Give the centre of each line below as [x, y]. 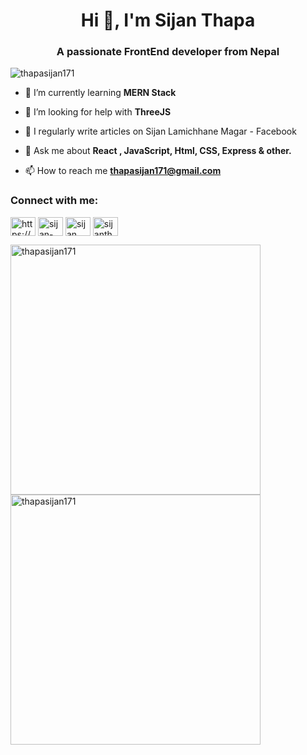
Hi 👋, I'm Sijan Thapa [168, 20]
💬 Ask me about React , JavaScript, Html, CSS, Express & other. [158, 151]
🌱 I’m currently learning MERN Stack [100, 93]
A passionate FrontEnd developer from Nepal [168, 52]
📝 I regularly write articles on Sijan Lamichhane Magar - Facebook [160, 131]
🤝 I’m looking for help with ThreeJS [98, 112]
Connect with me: [54, 201]
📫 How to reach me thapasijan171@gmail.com [123, 171]
